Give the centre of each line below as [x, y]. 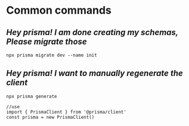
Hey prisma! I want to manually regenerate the [94, 73]
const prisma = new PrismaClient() [50, 117]
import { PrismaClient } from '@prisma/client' [66, 112]
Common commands [59, 10]
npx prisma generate [32, 96]
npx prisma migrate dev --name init [52, 55]
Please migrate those [47, 41]
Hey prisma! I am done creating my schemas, [92, 32]
